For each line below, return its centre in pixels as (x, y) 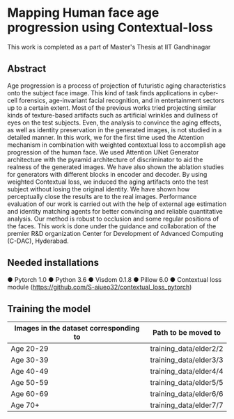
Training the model (49, 309)
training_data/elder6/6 (187, 394)
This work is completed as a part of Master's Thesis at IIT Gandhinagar (109, 47)
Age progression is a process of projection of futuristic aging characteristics (117, 86)
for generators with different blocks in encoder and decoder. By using (107, 174)
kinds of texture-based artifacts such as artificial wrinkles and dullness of (112, 115)
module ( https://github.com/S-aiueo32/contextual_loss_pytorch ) (100, 287)
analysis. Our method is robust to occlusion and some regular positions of (113, 219)
